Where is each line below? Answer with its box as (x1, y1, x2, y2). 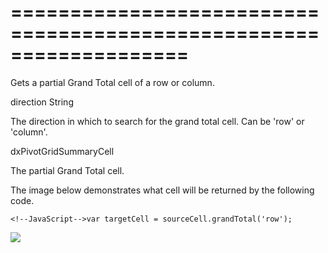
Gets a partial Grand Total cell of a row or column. (10, 76, 215, 88)
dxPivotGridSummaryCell (10, 145, 115, 157)
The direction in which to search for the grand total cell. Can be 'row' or (10, 115, 305, 127)
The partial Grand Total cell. (10, 164, 125, 176)
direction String (10, 96, 74, 108)
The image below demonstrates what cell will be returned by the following (10, 184, 315, 196)
